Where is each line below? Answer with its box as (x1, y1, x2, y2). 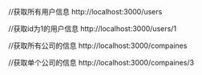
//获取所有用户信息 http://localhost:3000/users (8, 7, 163, 16)
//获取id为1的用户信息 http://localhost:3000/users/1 (8, 24, 177, 34)
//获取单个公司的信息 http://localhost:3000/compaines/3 (8, 58, 195, 67)
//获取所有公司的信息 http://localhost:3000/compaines (8, 41, 188, 50)
